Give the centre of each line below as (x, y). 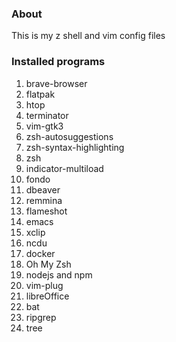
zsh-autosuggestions (69, 136)
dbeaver (43, 189)
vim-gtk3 (44, 126)
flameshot (46, 211)
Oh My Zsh (48, 264)
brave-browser (56, 83)
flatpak (40, 94)
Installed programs (58, 62)
